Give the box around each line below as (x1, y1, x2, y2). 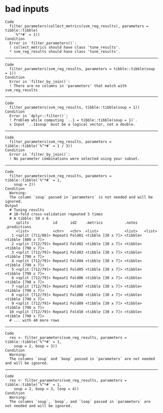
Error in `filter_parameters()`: (9, 40, 77, 46)
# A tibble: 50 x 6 (9, 216, 49, 221)
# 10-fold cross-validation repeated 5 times (9, 212, 103, 216)
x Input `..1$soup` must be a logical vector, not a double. (9, 122, 136, 127)
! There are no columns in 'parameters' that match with (9, 83, 127, 88)
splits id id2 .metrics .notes (16, 220, 138, 225)
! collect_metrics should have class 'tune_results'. (9, 45, 120, 50)
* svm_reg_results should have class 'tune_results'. (9, 49, 120, 54)
